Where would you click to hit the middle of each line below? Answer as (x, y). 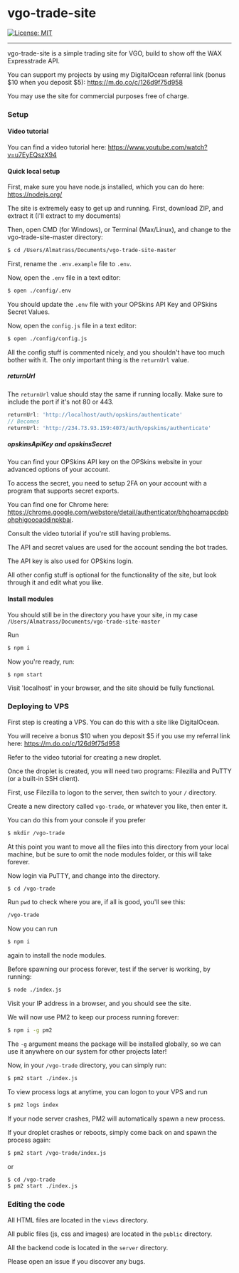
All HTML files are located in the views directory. (78, 1220)
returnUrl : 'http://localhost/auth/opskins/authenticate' (95, 414)
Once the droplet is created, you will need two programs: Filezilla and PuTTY (119, 771)
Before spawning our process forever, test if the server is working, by (109, 969)
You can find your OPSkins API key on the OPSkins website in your (105, 462)
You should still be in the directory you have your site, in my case (102, 614)
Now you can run (33, 929)
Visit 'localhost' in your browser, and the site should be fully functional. (111, 688)
